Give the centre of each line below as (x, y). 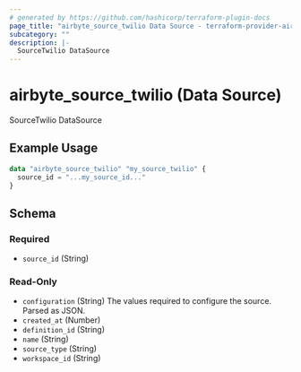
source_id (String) (56, 259)
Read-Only (34, 281)
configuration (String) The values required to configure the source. (146, 301)
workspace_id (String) (61, 359)
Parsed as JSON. (54, 311)
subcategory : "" (39, 34)
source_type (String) (59, 349)
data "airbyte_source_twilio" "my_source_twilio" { (107, 169)
